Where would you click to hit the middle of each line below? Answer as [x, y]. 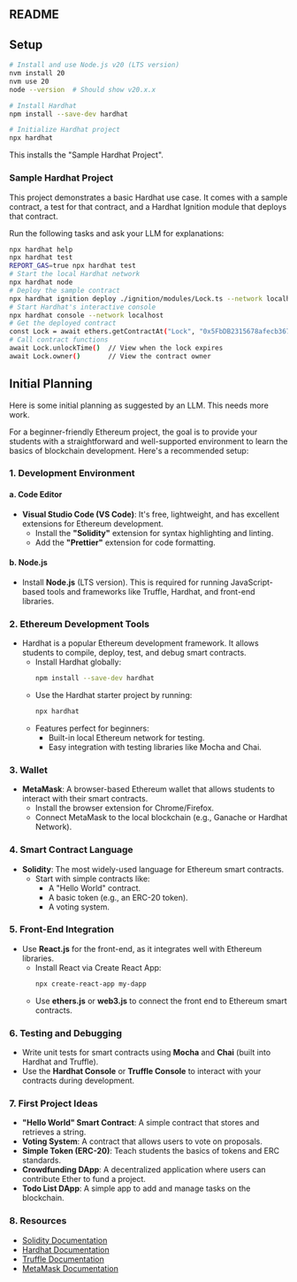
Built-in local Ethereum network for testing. [126, 737]
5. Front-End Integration [62, 930]
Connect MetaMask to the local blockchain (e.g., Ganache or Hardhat [161, 818]
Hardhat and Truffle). [60, 1062]
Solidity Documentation [65, 1240]
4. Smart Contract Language [72, 850]
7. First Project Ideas [54, 1103]
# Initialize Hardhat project [65, 130]
